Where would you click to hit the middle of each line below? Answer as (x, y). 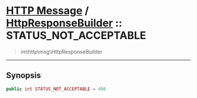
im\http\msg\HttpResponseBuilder (62, 51)
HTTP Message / (47, 11)
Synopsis (23, 76)
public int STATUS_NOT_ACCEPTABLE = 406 (56, 89)
